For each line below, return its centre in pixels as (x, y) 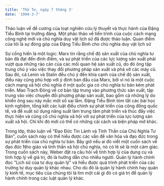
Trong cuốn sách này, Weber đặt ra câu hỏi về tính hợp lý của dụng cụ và (79, 152)
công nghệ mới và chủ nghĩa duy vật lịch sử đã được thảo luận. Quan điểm (80, 39)
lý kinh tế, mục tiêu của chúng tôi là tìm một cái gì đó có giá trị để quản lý (79, 173)
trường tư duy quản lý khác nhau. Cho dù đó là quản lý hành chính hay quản (82, 167)
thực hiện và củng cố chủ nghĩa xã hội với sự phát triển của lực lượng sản (79, 116)
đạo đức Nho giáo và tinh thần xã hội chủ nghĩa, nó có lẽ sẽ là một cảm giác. (82, 147)
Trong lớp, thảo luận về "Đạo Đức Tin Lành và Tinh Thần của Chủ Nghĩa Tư (81, 131)
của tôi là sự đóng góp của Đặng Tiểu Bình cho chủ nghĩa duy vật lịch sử (78, 44)
